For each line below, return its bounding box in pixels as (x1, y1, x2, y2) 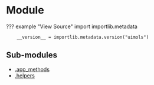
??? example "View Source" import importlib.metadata (6, 23, 137, 30)
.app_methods (14, 66, 50, 73)
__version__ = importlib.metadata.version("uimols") (17, 34, 149, 40)
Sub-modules (6, 50, 58, 60)
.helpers (14, 72, 35, 79)
